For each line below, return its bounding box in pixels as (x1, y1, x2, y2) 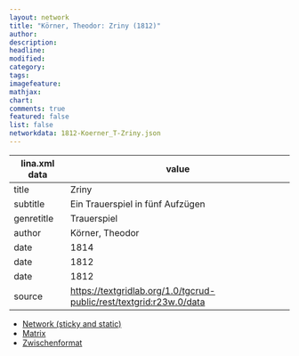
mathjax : (9, 87, 42, 96)
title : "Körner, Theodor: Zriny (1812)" (9, 21, 162, 30)
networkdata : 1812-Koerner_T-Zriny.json (9, 129, 162, 138)
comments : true (9, 104, 66, 113)
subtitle (13, 198, 45, 210)
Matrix (21, 328, 46, 338)
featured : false (9, 112, 69, 121)
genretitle (13, 212, 54, 224)
